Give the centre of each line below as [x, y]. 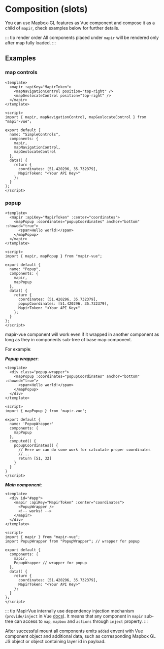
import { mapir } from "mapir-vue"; [43, 537]
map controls [21, 72]
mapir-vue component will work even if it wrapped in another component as [82, 334]
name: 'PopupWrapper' [32, 424]
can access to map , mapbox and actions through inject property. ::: [81, 621]
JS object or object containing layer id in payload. [55, 641]
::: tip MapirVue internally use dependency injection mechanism [70, 611]
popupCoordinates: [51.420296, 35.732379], [64, 304]
